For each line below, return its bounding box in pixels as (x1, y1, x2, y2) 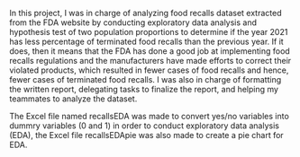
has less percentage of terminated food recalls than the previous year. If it (9, 36, 284, 47)
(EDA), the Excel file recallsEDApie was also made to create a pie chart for (9, 130, 284, 140)
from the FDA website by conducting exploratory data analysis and (9, 17, 258, 28)
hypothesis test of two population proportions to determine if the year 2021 (9, 27, 288, 37)
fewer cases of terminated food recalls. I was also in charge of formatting (9, 74, 282, 84)
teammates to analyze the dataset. (9, 93, 138, 104)
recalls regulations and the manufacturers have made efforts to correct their (9, 56, 292, 65)
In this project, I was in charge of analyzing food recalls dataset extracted (9, 8, 282, 18)
